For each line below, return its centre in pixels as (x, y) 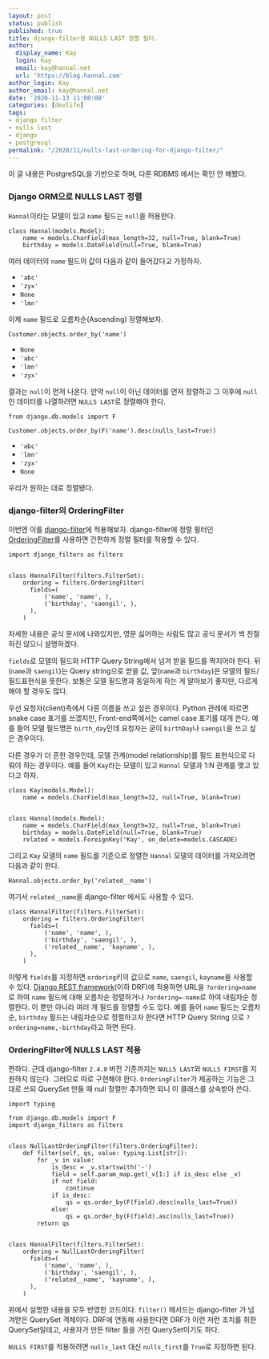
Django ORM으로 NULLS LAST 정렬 (75, 197)
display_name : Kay (46, 53)
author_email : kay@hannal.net (59, 90)
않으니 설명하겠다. (51, 644)
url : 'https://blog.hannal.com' (70, 75)
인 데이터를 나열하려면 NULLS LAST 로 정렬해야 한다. (87, 401)
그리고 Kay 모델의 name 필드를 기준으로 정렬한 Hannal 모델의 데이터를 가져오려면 (132, 855)
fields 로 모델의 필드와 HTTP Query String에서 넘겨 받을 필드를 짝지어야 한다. (130, 661)
